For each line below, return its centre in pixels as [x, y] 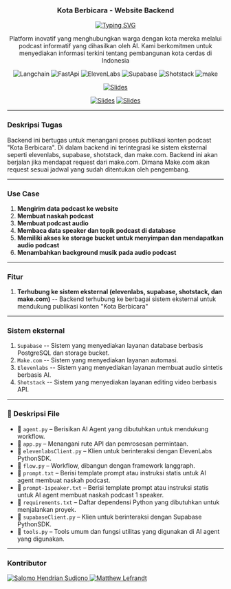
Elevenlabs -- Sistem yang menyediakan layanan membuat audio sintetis [120, 368]
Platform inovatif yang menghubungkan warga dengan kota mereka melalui [115, 39]
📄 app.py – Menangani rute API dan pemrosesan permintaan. [103, 444]
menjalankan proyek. [47, 509]
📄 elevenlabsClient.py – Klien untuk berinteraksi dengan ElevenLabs [114, 451]
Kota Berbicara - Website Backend [115, 10]
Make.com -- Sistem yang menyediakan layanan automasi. [98, 360]
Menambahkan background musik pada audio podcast [97, 252]
